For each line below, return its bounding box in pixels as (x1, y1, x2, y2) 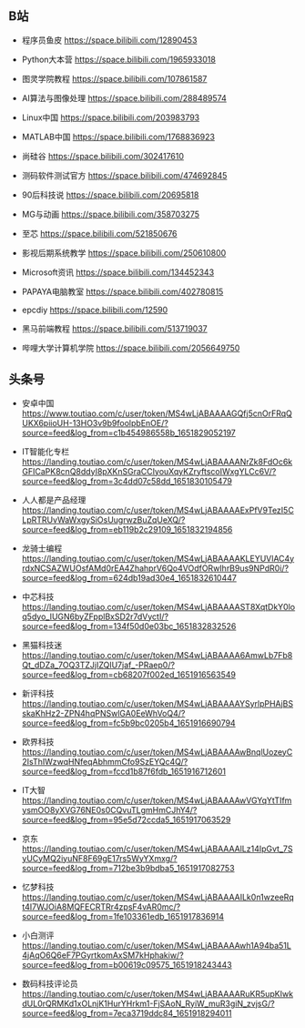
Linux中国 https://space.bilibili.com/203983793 (21, 112, 200, 123)
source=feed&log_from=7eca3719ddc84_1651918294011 (21, 1007, 232, 1018)
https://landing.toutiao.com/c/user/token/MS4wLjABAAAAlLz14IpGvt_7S (21, 843, 293, 854)
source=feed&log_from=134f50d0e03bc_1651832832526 (21, 620, 237, 631)
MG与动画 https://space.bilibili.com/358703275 (21, 209, 200, 219)
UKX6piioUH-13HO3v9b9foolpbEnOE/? (21, 417, 169, 428)
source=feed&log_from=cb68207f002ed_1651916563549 (21, 668, 236, 680)
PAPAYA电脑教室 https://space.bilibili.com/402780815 (21, 286, 224, 297)
